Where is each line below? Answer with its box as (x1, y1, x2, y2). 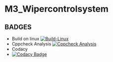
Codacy (11, 46, 28, 52)
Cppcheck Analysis (11, 41, 51, 47)
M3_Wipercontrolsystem (4, 3, 109, 15)
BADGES (4, 23, 32, 31)
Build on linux (11, 36, 40, 41)
